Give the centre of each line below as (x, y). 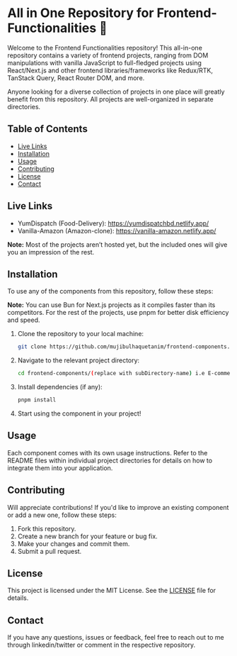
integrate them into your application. (60, 468)
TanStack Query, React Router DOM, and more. (76, 78)
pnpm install (37, 400)
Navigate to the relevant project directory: (79, 360)
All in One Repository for (81, 13)
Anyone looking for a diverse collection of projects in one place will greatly (116, 91)
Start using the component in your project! (79, 413)
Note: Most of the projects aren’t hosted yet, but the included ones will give (117, 244)
